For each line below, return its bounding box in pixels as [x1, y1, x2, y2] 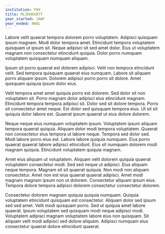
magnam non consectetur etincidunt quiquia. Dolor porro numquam [5, 50, 142, 56]
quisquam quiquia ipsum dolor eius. [5, 81, 77, 87]
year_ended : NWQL [5, 21, 41, 26]
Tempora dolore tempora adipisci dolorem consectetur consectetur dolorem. [5, 183, 161, 189]
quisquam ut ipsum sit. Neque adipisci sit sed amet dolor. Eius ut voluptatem [5, 45, 160, 51]
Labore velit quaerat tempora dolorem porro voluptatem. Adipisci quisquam [5, 34, 158, 40]
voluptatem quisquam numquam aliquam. [5, 55, 89, 62]
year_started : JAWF [5, 16, 45, 21]
